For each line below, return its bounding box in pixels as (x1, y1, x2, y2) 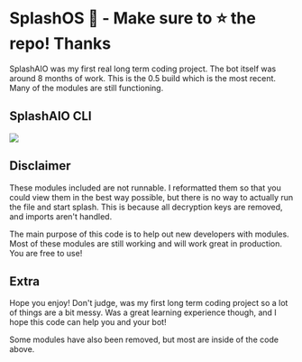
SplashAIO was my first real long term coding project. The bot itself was (9, 63, 277, 74)
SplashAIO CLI (9, 108, 92, 124)
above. (9, 344, 35, 355)
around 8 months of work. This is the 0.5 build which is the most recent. (9, 72, 277, 83)
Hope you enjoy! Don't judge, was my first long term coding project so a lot (9, 298, 288, 309)
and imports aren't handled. (9, 210, 113, 222)
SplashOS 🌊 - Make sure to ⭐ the (9, 8, 257, 29)
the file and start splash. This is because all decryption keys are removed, (9, 201, 283, 212)
